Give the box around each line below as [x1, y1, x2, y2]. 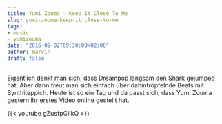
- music [7, 29, 30, 37]
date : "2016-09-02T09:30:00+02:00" [7, 42, 110, 49]
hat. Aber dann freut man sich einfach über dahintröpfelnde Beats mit [7, 81, 205, 90]
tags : [7, 23, 23, 30]
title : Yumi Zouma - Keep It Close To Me [7, 10, 128, 17]
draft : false [7, 55, 45, 62]
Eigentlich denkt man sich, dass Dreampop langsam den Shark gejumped [7, 74, 215, 82]
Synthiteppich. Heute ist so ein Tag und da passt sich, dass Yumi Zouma [7, 88, 212, 96]
